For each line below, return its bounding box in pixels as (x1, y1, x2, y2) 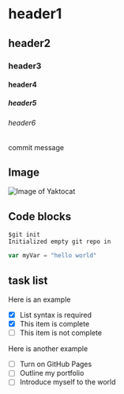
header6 (8, 118, 36, 128)
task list (8, 273, 48, 287)
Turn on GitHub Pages (19, 359, 92, 369)
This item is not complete (19, 328, 103, 338)
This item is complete (19, 319, 90, 329)
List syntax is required (19, 310, 92, 319)
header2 (8, 37, 51, 50)
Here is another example (8, 344, 88, 353)
